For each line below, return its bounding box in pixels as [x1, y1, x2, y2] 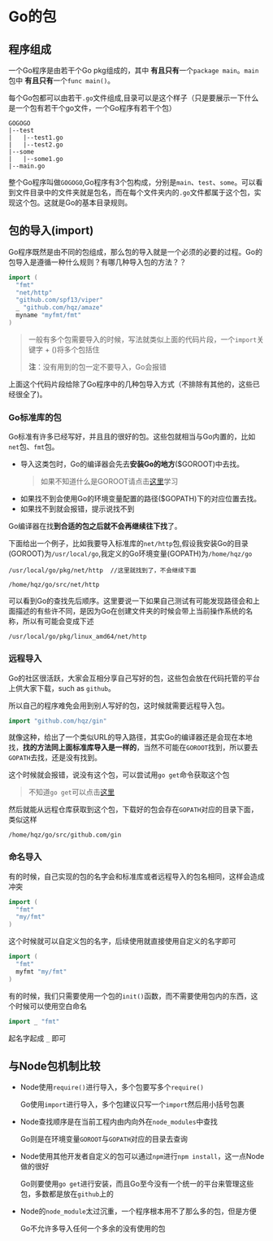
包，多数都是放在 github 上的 [19, 1189, 114, 1199]
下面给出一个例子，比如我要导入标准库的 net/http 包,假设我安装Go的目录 [8, 539, 249, 548]
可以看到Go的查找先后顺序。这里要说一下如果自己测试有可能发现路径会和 [8, 596, 253, 606]
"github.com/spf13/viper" [15, 296, 104, 304]
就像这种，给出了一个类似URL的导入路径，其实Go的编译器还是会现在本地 [8, 732, 253, 742]
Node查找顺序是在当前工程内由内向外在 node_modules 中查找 [19, 1116, 218, 1127]
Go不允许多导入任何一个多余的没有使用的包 [19, 1224, 166, 1234]
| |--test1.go [8, 133, 63, 142]
